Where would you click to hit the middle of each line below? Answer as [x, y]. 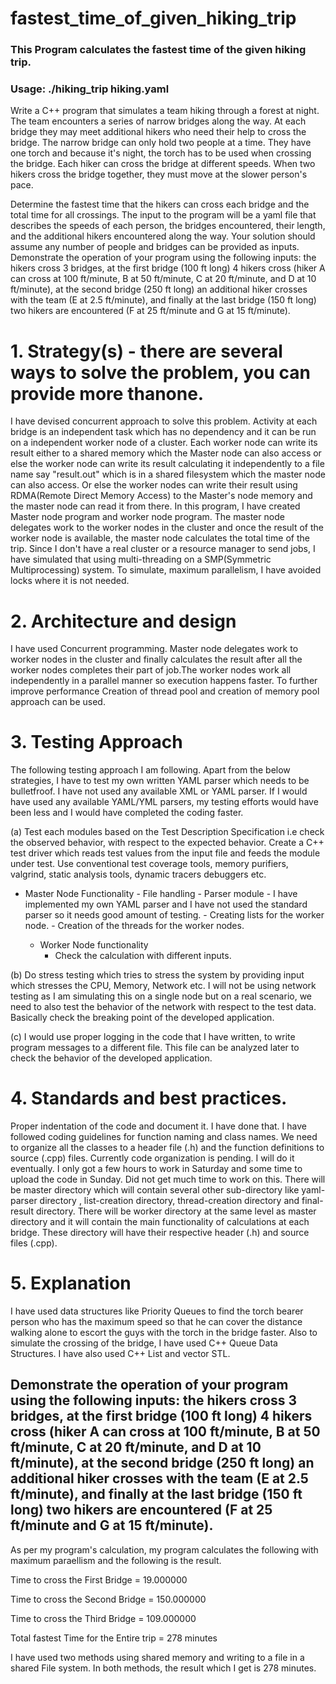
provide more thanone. [107, 393]
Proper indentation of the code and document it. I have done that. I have [158, 1126]
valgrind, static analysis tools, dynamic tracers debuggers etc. [138, 874]
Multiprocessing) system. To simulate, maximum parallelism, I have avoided [166, 570]
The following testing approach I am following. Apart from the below [150, 770]
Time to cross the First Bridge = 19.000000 [99, 1579]
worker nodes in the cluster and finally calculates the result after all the [156, 659]
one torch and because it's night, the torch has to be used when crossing [161, 153]
